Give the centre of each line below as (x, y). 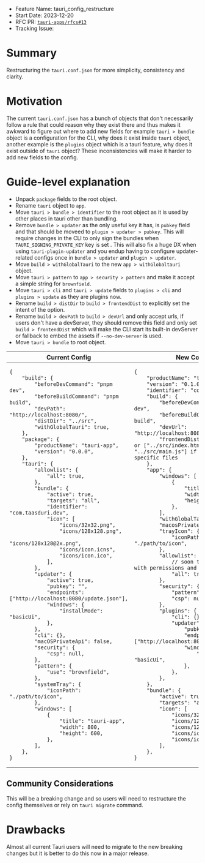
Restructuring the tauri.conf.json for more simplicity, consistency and (95, 70)
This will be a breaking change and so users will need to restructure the (96, 798)
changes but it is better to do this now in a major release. (78, 853)
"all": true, (66, 476)
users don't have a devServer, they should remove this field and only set (106, 322)
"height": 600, (81, 733)
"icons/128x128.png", (90, 531)
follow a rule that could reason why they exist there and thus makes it (94, 124)
